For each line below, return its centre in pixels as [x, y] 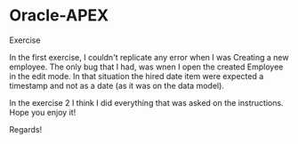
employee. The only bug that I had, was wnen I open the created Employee [146, 67]
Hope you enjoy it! [43, 112]
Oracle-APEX [59, 16]
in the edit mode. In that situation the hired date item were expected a [137, 76]
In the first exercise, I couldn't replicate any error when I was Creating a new [149, 57]
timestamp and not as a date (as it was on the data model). [117, 85]
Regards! [26, 129]
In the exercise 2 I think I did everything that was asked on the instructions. [146, 102]
